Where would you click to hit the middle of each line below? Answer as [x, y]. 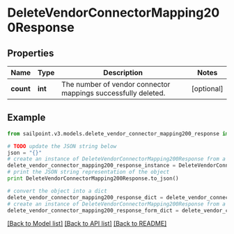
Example [26, 118]
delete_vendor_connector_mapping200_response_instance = [92, 166]
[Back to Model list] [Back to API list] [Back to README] [87, 224]
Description [123, 73]
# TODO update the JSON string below [62, 146]
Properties [31, 53]
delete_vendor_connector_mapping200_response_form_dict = [93, 210]
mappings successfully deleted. [114, 93]
